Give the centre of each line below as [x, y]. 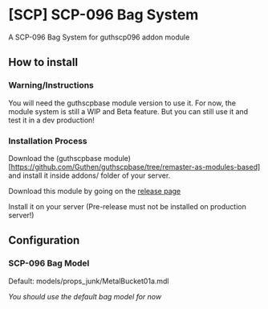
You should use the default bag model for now [85, 296]
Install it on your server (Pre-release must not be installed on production [127, 206]
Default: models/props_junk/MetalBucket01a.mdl [89, 281]
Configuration [44, 240]
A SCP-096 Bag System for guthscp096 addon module [99, 37]
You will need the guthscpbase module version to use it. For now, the [122, 103]
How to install [43, 62]
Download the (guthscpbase [55, 158]
